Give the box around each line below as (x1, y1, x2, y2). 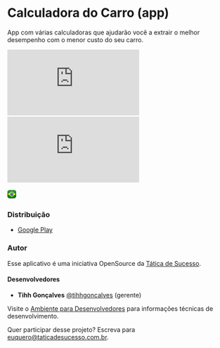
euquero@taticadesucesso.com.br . (7, 333, 109, 341)
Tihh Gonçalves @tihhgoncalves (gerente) (17, 290, 142, 299)
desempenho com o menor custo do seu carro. (7, 35, 144, 43)
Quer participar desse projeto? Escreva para (7, 325, 136, 334)
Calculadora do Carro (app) (7, 5, 169, 21)
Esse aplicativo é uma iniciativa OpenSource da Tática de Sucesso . (7, 259, 202, 267)
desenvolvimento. (7, 312, 59, 320)
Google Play (17, 226, 53, 234)
